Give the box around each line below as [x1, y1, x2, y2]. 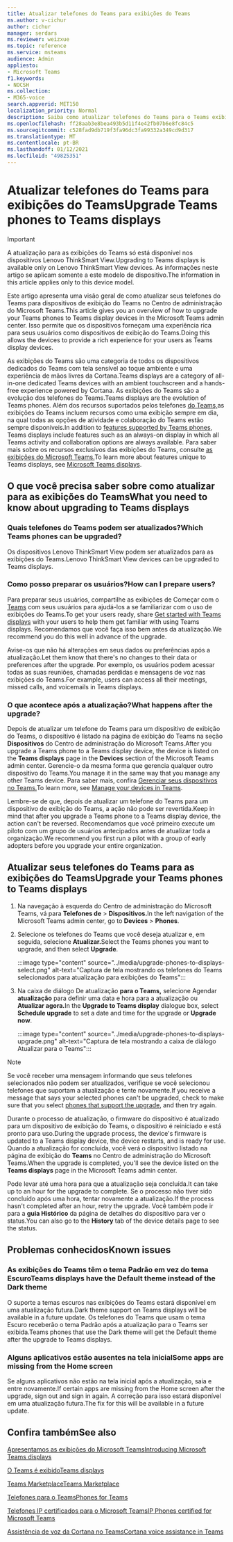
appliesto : [7, 62, 39, 69]
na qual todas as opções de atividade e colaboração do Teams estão [7, 415, 204, 424]
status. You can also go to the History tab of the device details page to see [7, 1216, 220, 1225]
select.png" [17, 965, 51, 974]
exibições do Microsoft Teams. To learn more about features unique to [7, 453, 207, 461]
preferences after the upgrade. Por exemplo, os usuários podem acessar [7, 660, 215, 668]
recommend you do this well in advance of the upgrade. [7, 632, 167, 641]
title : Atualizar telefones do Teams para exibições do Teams [7, 10, 191, 17]
